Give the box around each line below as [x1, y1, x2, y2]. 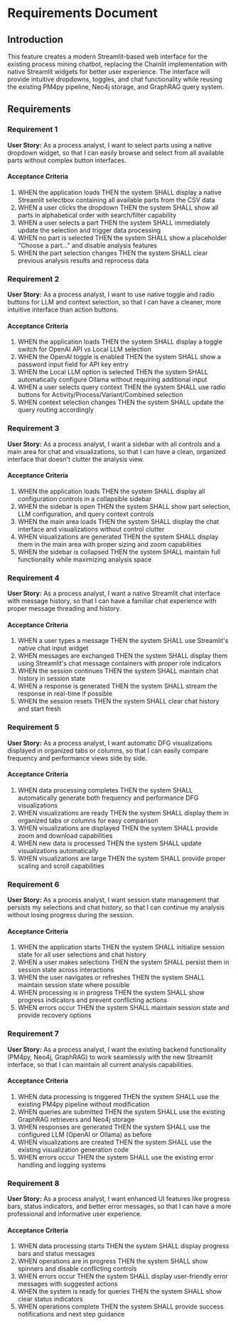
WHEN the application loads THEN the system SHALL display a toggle [17, 337, 222, 346]
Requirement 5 [7, 722, 60, 732]
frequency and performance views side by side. [7, 753, 148, 762]
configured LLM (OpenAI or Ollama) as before [17, 1130, 152, 1138]
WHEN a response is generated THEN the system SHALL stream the [17, 682, 218, 691]
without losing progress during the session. [7, 911, 134, 919]
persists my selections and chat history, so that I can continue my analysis [7, 903, 225, 912]
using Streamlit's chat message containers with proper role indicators [17, 659, 222, 668]
